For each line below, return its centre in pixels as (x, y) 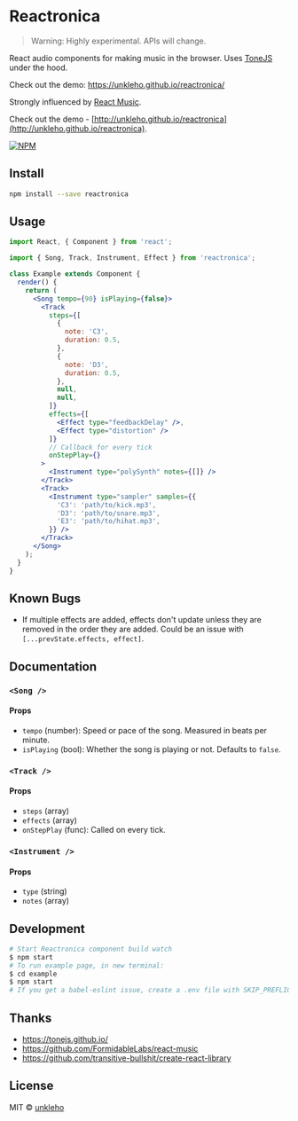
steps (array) (45, 811)
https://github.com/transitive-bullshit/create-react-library (127, 1058)
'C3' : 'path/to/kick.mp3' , (106, 505)
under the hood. (39, 67)
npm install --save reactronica (69, 194)
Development (47, 929)
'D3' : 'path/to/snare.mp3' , (109, 513)
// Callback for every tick (100, 447)
